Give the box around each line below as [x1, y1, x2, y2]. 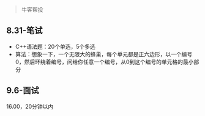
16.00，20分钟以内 [6, 103, 54, 110]
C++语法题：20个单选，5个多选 [15, 43, 96, 50]
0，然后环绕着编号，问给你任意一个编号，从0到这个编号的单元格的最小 [15, 58, 194, 65]
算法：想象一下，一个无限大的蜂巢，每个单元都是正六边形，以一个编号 [15, 50, 193, 57]
